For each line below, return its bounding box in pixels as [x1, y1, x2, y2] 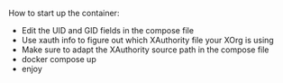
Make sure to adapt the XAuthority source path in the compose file [21, 44, 269, 55]
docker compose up [21, 54, 96, 64]
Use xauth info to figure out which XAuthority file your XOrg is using [21, 35, 274, 45]
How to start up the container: [8, 8, 120, 18]
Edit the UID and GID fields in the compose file [21, 25, 195, 35]
